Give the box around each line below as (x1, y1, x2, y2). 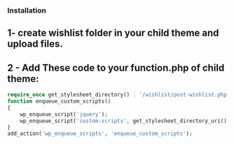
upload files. (7, 38, 63, 50)
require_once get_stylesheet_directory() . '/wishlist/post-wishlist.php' (7, 92, 230, 99)
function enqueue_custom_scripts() (7, 98, 111, 105)
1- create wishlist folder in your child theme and (7, 27, 219, 39)
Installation (7, 6, 47, 15)
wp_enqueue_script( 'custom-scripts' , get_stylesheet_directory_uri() (20, 117, 228, 124)
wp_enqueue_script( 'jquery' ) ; (20, 110, 109, 117)
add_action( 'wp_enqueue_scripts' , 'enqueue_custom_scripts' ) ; (7, 130, 193, 138)
